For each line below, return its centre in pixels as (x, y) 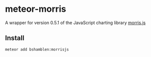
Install (15, 38)
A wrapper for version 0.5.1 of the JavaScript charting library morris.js (75, 23)
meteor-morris (36, 9)
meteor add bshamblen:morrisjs (37, 49)
